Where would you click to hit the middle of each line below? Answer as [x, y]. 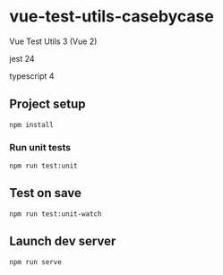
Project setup [48, 104]
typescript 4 [32, 76]
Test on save [46, 193]
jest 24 [22, 58]
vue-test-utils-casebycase [112, 17]
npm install [31, 125]
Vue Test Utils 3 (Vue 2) [53, 41]
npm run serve [36, 262]
